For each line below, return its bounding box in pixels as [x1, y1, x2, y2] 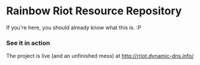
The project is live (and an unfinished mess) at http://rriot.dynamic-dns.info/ [6, 52, 194, 60]
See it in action [6, 39, 50, 47]
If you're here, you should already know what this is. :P [6, 24, 142, 31]
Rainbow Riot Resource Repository [6, 4, 182, 18]
